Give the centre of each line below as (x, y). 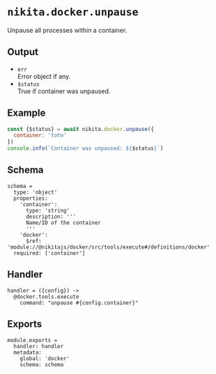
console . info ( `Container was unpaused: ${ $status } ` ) (85, 148)
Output (23, 52)
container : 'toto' (40, 135)
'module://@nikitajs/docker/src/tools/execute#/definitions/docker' (109, 247)
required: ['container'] (49, 253)
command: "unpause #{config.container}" (79, 303)
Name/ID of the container (63, 223)
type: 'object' (36, 192)
